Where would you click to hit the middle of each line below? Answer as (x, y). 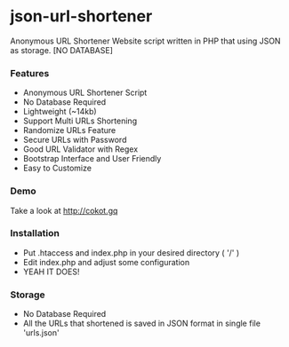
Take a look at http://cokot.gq (64, 210)
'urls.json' (41, 333)
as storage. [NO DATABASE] (62, 50)
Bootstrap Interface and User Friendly (92, 159)
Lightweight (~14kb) (60, 112)
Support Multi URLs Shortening (80, 121)
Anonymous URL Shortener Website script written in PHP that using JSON (145, 41)
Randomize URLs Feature (69, 130)
